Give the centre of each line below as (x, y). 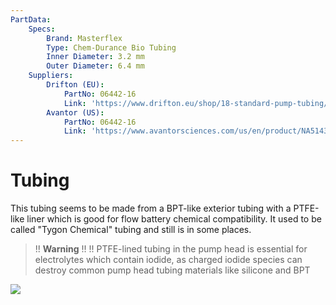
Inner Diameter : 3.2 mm (95, 57)
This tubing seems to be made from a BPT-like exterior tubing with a (151, 208)
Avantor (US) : (75, 112)
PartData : (31, 19)
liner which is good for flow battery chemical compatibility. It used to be (174, 219)
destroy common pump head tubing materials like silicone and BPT (172, 270)
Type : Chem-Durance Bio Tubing (111, 47)
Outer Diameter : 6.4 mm (95, 66)
